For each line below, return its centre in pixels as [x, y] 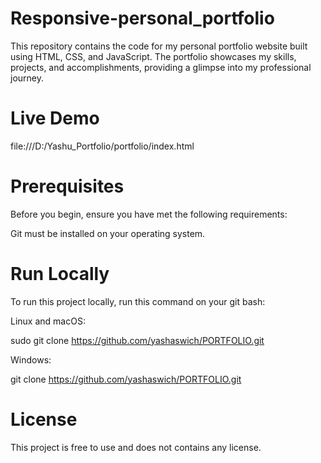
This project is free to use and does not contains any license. [136, 447]
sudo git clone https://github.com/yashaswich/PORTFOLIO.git [137, 340]
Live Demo [55, 118]
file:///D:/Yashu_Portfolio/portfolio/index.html [102, 146]
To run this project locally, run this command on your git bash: [138, 301]
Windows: [31, 359]
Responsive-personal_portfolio [142, 18]
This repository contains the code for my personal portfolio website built [159, 46]
